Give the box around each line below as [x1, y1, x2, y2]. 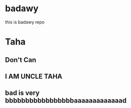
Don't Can [5, 56, 37, 64]
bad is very [5, 89, 40, 97]
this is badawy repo [5, 19, 45, 25]
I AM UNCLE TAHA [5, 72, 63, 81]
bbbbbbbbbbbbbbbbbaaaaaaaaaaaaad [5, 96, 127, 105]
